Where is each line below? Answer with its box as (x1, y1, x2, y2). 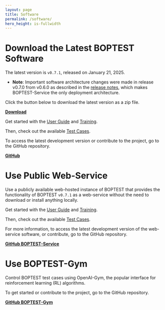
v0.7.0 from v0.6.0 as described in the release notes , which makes (12, 84, 148, 90)
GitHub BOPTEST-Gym (5, 299, 53, 306)
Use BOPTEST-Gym (5, 258, 88, 270)
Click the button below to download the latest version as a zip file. (5, 99, 140, 105)
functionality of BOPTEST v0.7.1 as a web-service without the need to (5, 192, 149, 198)
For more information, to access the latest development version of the (5, 226, 148, 232)
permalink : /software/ (5, 16, 52, 21)
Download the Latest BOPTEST (5, 43, 135, 54)
